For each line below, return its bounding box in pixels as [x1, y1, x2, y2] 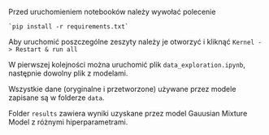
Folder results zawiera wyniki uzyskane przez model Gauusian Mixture [8, 109, 248, 118]
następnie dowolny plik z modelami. [8, 68, 128, 78]
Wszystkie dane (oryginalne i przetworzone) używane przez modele [8, 85, 236, 94]
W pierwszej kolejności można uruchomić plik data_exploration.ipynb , [8, 60, 246, 69]
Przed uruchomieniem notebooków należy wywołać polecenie [8, 7, 216, 16]
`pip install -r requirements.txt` [8, 23, 129, 31]
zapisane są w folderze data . [8, 93, 105, 102]
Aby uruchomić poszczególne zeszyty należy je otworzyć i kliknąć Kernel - [8, 37, 262, 46]
